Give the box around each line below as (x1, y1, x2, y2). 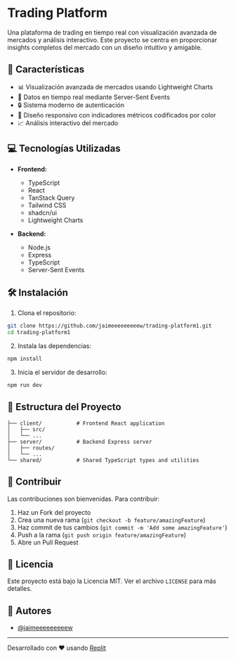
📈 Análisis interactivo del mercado (17, 118, 119, 127)
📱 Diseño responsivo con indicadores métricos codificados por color (17, 110, 216, 119)
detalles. (7, 584, 32, 593)
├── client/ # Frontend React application (7, 420, 165, 427)
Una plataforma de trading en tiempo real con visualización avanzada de (7, 28, 217, 37)
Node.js (27, 243, 51, 251)
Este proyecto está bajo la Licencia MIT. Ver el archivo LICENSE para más (7, 577, 216, 585)
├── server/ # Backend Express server (7, 438, 152, 445)
